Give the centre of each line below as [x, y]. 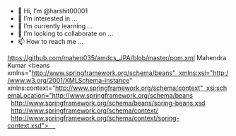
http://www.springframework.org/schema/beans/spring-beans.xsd [108, 103]
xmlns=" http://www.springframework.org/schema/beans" [92, 73]
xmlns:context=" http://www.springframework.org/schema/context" [105, 88]
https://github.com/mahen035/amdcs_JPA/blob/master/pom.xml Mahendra [117, 58]
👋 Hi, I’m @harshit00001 [53, 11]
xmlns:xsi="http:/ [204, 73]
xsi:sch [217, 88]
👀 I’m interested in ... [47, 18]
